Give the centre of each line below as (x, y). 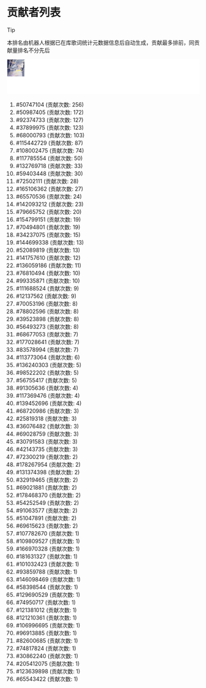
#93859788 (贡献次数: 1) (47, 572)
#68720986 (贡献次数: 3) (47, 411)
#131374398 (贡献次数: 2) (48, 472)
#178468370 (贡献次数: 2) (48, 495)
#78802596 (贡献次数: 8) (47, 312)
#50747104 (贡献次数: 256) (50, 105)
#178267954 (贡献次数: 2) (48, 465)
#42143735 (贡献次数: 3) (47, 449)
